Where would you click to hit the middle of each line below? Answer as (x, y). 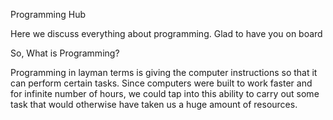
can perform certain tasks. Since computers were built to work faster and (161, 83)
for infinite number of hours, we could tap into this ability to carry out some (165, 93)
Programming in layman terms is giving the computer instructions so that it (164, 72)
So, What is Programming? (65, 53)
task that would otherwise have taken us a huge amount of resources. (154, 104)
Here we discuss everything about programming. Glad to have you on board (166, 33)
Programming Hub (48, 14)
